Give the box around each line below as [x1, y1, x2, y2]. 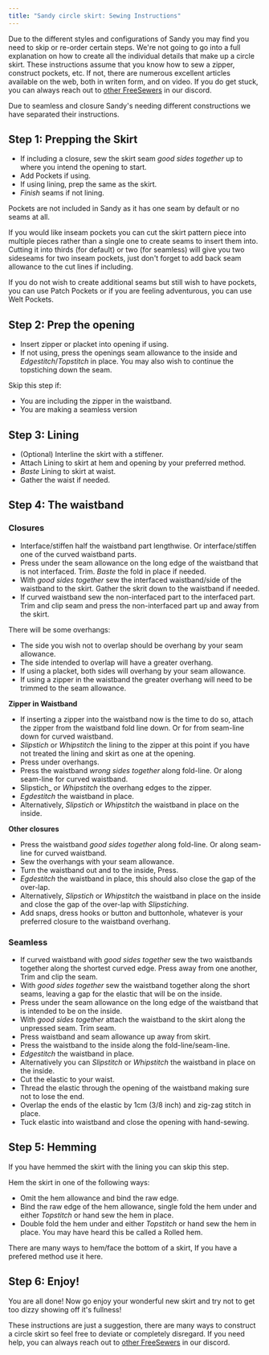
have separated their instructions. [8, 109, 120, 119]
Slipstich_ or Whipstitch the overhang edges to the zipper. [19, 782, 212, 793]
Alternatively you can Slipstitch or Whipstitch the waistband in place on [19, 1057, 255, 1067]
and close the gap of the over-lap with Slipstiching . [19, 899, 189, 909]
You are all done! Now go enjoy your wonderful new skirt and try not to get [8, 1296, 255, 1306]
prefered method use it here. [8, 1251, 103, 1261]
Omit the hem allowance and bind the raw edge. [19, 1192, 179, 1203]
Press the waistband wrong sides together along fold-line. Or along [19, 765, 243, 775]
